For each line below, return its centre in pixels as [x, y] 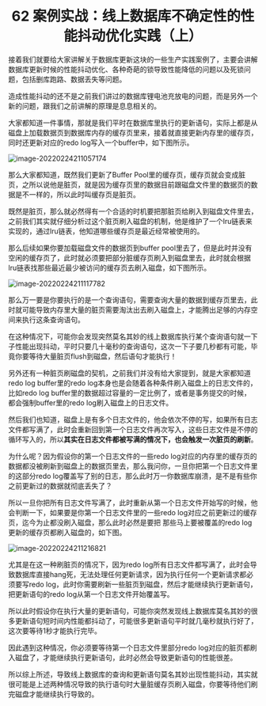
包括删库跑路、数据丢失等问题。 [74, 79]
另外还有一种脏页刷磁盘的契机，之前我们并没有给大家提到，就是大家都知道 [129, 373]
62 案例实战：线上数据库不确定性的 [126, 16]
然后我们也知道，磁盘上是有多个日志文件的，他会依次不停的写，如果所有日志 [133, 419]
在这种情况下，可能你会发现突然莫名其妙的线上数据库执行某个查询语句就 [126, 336]
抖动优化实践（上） [140, 36]
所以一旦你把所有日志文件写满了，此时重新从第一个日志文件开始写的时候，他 [133, 503]
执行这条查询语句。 [53, 319]
